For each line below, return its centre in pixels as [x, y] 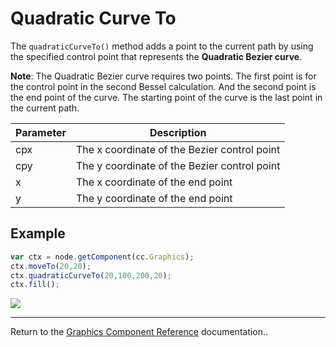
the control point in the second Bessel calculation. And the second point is [163, 86]
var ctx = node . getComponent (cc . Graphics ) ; [102, 257]
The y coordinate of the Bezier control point [178, 165]
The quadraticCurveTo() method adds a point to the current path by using [162, 46]
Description [178, 132]
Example [38, 233]
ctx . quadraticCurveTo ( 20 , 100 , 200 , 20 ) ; [91, 275]
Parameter [41, 132]
